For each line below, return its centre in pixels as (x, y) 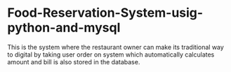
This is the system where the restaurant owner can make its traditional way (116, 47)
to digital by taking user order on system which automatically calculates (111, 55)
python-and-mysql (64, 28)
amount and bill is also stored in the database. (74, 62)
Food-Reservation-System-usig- (105, 13)
